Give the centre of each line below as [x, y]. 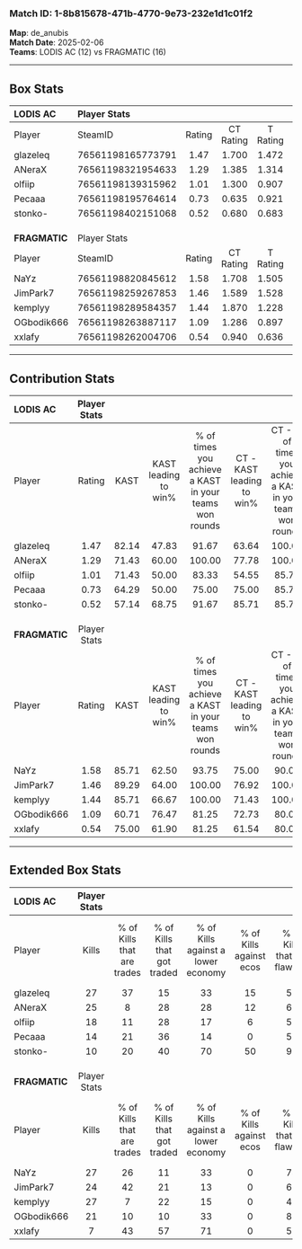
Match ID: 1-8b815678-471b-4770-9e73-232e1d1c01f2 [131, 13]
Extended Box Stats [65, 870]
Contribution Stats [62, 379]
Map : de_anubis [39, 33]
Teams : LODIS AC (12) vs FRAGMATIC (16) [88, 52]
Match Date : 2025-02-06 [57, 42]
